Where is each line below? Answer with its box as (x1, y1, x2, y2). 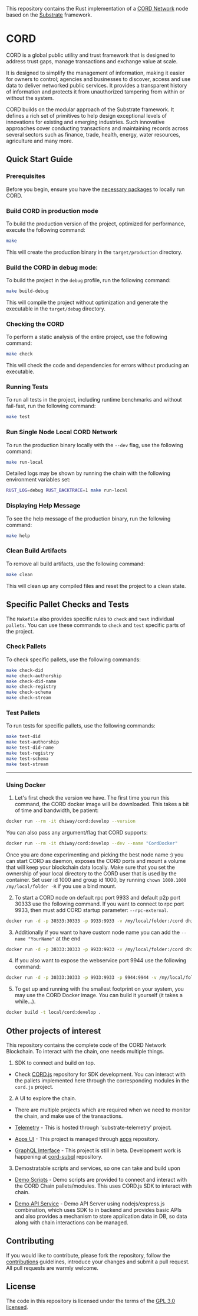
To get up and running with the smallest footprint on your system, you (14, 985, 184, 992)
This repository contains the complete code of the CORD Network (6, 1041, 166, 1049)
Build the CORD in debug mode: (6, 263, 98, 271)
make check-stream (6, 695, 51, 701)
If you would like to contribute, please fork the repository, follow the (6, 1252, 171, 1259)
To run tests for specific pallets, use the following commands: (6, 722, 156, 729)
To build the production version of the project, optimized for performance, (6, 220, 186, 227)
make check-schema (6, 689, 51, 696)
